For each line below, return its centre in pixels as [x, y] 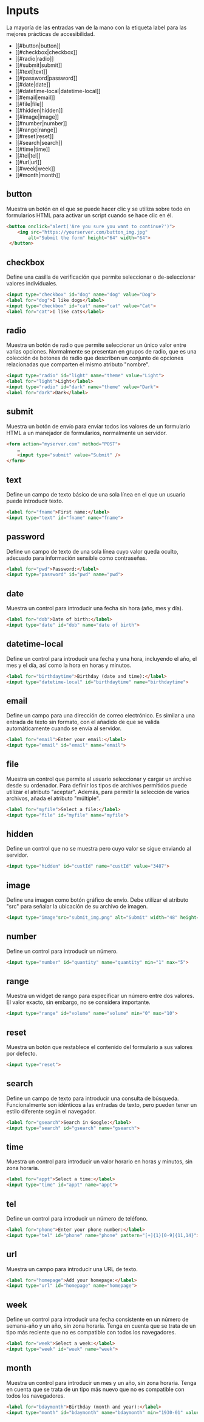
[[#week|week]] [35, 169]
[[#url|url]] [28, 162]
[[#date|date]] [32, 84]
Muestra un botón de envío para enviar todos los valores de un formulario [98, 426]
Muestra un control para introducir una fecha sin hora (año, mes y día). [95, 608]
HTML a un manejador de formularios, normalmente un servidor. [87, 433]
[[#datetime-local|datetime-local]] [58, 91]
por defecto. [22, 1054]
